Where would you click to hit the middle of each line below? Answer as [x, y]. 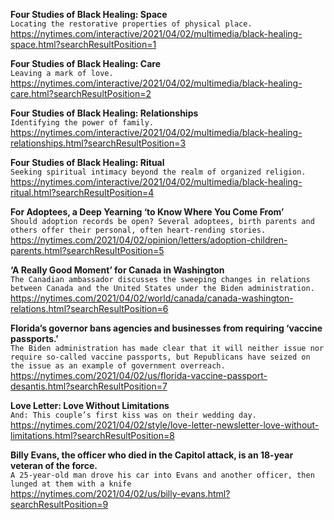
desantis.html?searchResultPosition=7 [89, 386]
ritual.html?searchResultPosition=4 [82, 192]
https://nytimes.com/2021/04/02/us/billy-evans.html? [120, 493]
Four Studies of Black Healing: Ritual [87, 162]
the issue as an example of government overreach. [118, 366]
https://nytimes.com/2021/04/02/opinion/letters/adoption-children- [149, 240]
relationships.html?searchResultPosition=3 [98, 143]
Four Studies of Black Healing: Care [85, 63]
